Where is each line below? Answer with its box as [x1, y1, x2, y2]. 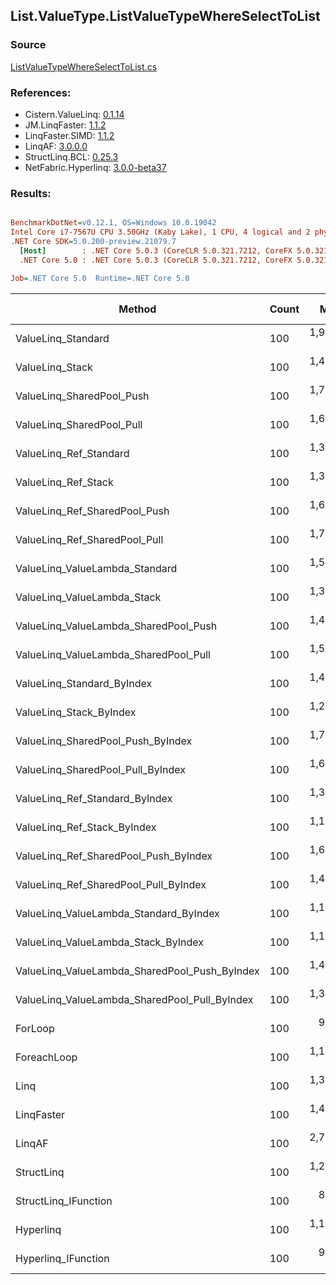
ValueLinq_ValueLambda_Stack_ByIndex [15, 935, 204, 949]
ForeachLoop [15, 1050, 78, 1064]
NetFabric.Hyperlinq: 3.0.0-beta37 [24, 161, 167, 173]
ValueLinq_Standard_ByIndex [15, 676, 153, 690]
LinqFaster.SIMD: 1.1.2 [24, 129, 115, 141]
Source [10, 38, 47, 52]
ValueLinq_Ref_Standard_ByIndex [15, 791, 173, 805]
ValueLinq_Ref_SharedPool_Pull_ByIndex [15, 877, 207, 891]
